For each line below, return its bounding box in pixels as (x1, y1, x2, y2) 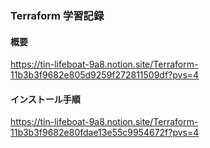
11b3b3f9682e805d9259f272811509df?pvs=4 (10, 69, 200, 81)
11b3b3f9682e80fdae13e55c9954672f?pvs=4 (10, 127, 200, 139)
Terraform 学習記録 (10, 8, 105, 22)
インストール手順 (10, 93, 81, 105)
